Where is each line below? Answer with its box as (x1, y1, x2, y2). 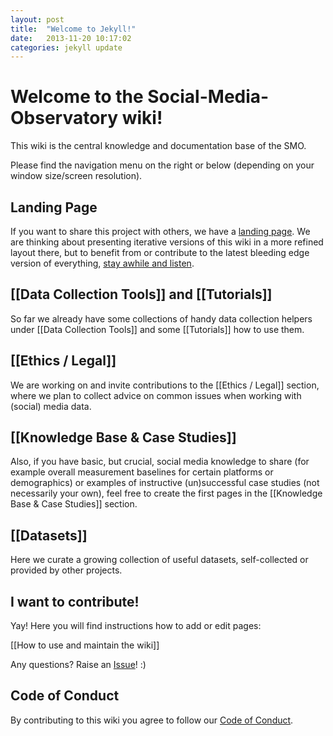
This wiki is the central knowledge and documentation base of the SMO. (10, 140, 307, 152)
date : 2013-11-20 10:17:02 (10, 33, 132, 43)
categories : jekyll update (10, 42, 123, 53)
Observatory (10, 107, 119, 130)
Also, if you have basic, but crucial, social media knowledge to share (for (10, 456, 310, 468)
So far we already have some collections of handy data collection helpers (10, 312, 313, 325)
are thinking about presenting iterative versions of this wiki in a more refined (10, 236, 324, 248)
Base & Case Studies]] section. (10, 498, 138, 510)
